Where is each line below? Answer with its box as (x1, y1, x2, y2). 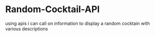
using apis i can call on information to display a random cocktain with (5, 20, 150, 26)
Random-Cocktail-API (5, 4, 100, 15)
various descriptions (5, 25, 48, 31)
